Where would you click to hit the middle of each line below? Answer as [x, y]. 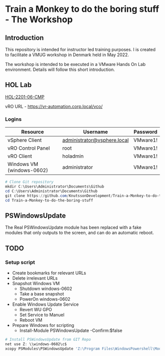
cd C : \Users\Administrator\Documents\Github [51, 191]
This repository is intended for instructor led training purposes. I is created [80, 49]
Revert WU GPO [36, 309]
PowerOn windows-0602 [45, 299]
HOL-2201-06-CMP [25, 97]
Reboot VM [31, 320]
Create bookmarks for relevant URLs [49, 273]
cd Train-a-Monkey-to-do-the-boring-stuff [49, 200]
